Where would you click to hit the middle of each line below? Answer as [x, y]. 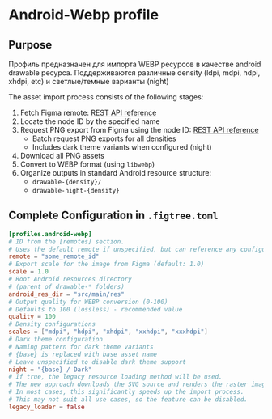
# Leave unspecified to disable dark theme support [97, 362]
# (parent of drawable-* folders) [67, 286]
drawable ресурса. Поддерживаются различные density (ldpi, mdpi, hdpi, [134, 73]
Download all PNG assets [62, 156]
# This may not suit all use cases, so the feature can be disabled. [128, 400]
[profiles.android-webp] [50, 234]
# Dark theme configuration [56, 340]
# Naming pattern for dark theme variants [81, 347]
